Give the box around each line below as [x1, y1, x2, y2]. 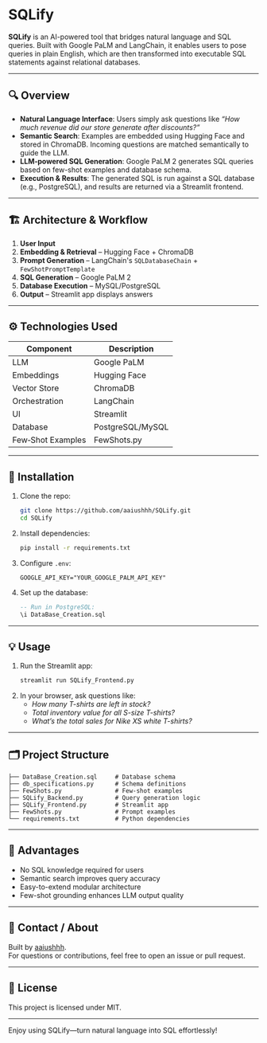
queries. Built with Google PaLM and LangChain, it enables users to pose [8, 40, 247, 49]
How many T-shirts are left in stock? [31, 700, 151, 709]
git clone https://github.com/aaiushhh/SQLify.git [19, 507, 192, 515]
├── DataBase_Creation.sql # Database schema [8, 773, 176, 782]
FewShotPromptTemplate [19, 265, 95, 273]
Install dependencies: [19, 528, 91, 538]
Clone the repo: [19, 492, 72, 501]
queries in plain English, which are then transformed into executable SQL [8, 49, 246, 58]
